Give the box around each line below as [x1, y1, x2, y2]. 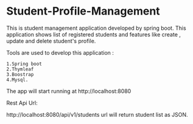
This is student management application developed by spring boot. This [6, 24, 187, 32]
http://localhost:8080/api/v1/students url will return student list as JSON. [6, 111, 188, 118]
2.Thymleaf [6, 66, 34, 72]
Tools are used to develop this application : [6, 49, 114, 56]
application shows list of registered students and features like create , [6, 30, 181, 38]
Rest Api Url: [6, 99, 38, 106]
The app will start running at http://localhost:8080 [6, 87, 132, 95]
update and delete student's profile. [6, 37, 96, 44]
